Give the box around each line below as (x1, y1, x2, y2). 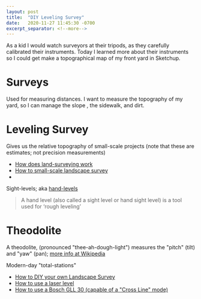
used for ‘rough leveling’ (20, 203, 81, 210)
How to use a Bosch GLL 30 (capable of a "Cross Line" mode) (14, 286, 168, 294)
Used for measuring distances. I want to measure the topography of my (6, 95, 183, 102)
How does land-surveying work (14, 161, 93, 168)
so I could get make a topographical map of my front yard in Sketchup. (6, 55, 181, 62)
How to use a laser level (14, 280, 74, 287)
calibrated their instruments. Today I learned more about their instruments (6, 49, 189, 56)
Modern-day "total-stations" (6, 262, 77, 269)
